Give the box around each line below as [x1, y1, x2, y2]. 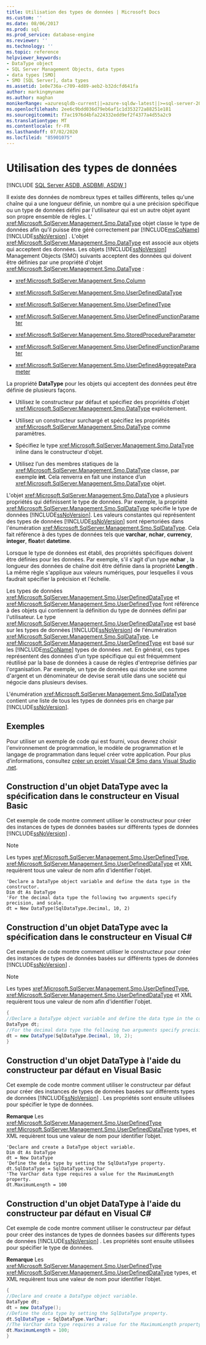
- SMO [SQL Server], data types [6, 77, 89, 84]
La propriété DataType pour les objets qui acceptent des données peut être [6, 380, 197, 387]
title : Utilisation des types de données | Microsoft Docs [6, 9, 161, 15]
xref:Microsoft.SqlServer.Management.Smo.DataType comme [15, 423, 170, 431]
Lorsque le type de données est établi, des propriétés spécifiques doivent [6, 549, 193, 556]
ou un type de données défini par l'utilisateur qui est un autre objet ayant [6, 206, 190, 214]
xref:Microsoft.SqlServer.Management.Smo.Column [15, 277, 146, 284]
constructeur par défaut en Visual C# [6, 1208, 151, 1218]
